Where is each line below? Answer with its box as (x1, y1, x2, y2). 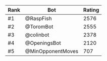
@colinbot (25, 31, 49, 38)
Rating (83, 7, 99, 13)
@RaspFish (25, 15, 52, 22)
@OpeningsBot (25, 40, 62, 46)
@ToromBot (25, 23, 54, 30)
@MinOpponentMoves (25, 48, 79, 54)
